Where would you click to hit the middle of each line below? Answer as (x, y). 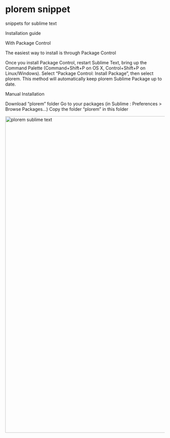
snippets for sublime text (31, 23)
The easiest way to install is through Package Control (61, 53)
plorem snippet (38, 9)
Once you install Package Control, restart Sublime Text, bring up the (76, 62)
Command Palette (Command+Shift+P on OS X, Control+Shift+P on (75, 68)
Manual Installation (25, 94)
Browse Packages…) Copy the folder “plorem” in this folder (67, 109)
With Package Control (28, 43)
